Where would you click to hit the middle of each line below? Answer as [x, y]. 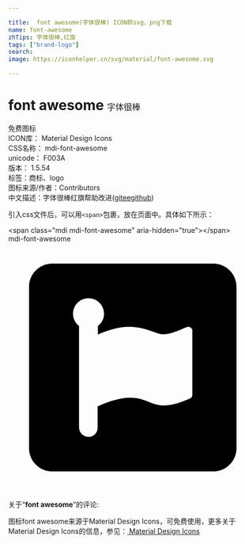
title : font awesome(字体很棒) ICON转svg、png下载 [90, 22]
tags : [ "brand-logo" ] [44, 44]
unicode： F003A [37, 158]
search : [21, 52]
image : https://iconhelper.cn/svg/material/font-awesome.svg [111, 59]
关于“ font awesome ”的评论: [54, 504]
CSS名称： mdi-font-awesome [58, 148]
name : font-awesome [40, 30]
